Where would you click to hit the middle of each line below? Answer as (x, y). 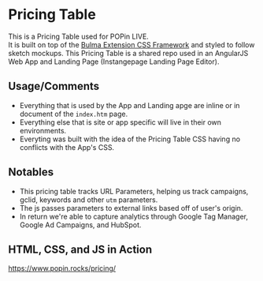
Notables (31, 172)
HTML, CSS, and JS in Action (80, 249)
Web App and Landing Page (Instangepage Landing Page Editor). (114, 62)
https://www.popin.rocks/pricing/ (62, 268)
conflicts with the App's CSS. (67, 147)
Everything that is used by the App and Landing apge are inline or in (130, 105)
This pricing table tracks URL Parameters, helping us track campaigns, (134, 191)
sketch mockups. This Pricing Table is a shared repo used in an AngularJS (128, 53)
